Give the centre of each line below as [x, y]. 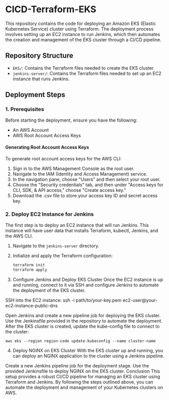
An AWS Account [31, 130]
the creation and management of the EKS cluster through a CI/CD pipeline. [83, 40]
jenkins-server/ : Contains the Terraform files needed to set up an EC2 [87, 73]
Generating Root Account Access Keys [47, 147]
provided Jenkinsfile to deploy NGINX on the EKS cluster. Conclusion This [83, 371]
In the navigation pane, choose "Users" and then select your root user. [87, 179]
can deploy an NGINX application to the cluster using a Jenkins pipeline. [88, 356]
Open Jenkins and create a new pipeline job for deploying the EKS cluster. [83, 315]
